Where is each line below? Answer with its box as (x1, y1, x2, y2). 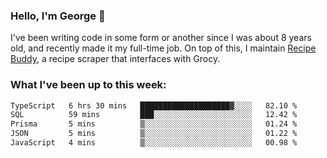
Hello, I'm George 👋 (10, 9, 106, 23)
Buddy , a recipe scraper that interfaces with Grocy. (10, 53, 221, 65)
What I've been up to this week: (10, 78, 167, 92)
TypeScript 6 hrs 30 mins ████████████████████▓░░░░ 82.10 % (10, 100, 298, 111)
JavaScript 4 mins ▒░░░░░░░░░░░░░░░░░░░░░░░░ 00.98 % (10, 138, 298, 148)
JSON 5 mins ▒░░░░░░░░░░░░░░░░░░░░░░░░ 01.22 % (10, 129, 298, 139)
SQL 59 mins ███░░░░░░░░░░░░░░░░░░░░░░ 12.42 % (10, 110, 298, 120)
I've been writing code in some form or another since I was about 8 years (10, 32, 312, 44)
